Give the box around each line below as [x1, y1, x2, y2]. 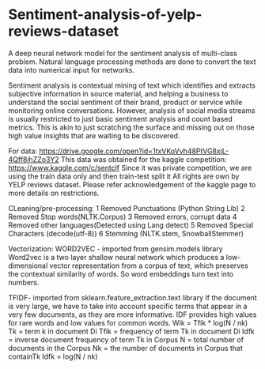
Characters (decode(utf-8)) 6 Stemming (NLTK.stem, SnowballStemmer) [8, 228, 244, 238]
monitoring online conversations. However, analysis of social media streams [8, 105, 256, 115]
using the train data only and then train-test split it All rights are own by [8, 171, 240, 181]
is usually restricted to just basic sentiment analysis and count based [8, 114, 233, 123]
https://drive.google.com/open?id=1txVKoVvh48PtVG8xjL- [39, 146, 229, 156]
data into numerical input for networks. [8, 65, 135, 74]
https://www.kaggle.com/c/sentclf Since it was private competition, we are [8, 163, 252, 172]
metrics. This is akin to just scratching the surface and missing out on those [8, 122, 255, 132]
